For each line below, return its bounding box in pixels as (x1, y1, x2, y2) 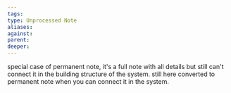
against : (7, 30, 33, 37)
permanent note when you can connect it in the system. (7, 77, 169, 85)
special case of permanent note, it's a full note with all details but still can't (7, 63, 224, 70)
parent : (7, 37, 30, 44)
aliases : (7, 23, 33, 30)
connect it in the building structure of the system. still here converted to (7, 70, 216, 78)
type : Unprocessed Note (7, 17, 77, 24)
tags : (7, 10, 23, 18)
